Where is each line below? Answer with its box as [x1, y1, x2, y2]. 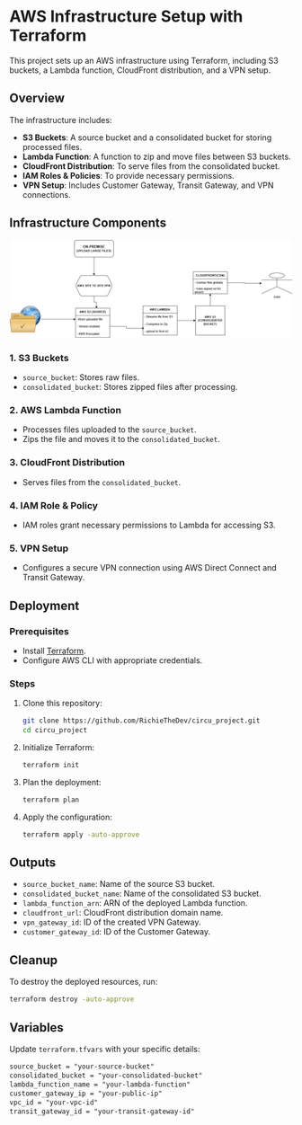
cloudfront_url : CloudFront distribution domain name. [22, 908, 224, 918]
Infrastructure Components [9, 216, 167, 231]
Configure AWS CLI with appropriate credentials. [22, 654, 203, 666]
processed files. [22, 141, 83, 152]
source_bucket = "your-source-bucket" [9, 1062, 155, 1071]
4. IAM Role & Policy [9, 499, 99, 511]
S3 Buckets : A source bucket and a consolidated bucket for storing [22, 132, 272, 143]
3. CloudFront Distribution [9, 456, 126, 469]
